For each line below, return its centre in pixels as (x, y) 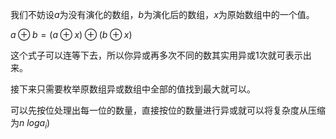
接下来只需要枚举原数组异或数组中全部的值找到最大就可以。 (133, 89)
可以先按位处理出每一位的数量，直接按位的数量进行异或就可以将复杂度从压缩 (168, 110)
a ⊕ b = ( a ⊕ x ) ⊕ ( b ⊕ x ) (71, 34)
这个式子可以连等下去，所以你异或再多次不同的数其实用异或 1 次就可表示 (156, 55)
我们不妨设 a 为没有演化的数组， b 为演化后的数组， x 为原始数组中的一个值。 (162, 14)
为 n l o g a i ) (30, 124)
